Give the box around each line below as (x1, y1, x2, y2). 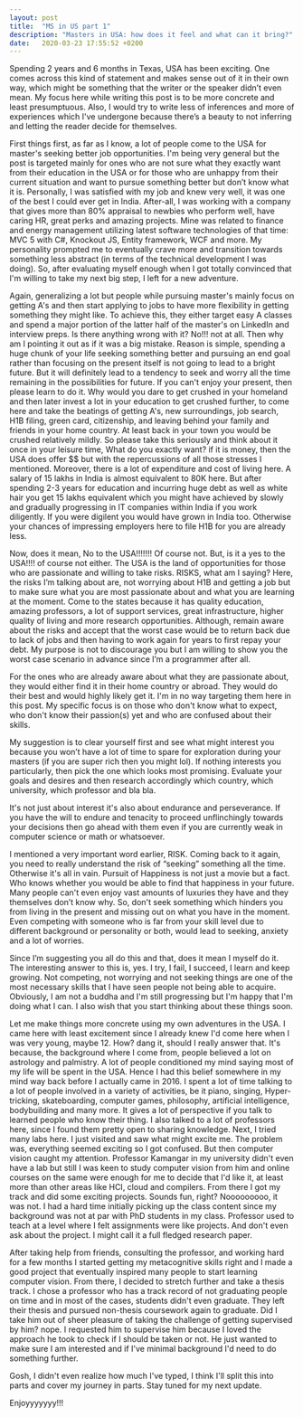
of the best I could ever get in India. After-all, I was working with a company (9, 196, 291, 207)
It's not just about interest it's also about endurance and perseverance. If (9, 802, 280, 814)
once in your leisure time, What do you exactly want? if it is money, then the (9, 444, 291, 455)
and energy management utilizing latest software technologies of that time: (9, 225, 289, 236)
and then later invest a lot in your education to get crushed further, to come (9, 396, 289, 407)
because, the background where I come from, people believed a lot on (9, 1047, 271, 1058)
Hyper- (264, 1086, 291, 1097)
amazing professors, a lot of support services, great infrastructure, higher (9, 606, 285, 617)
